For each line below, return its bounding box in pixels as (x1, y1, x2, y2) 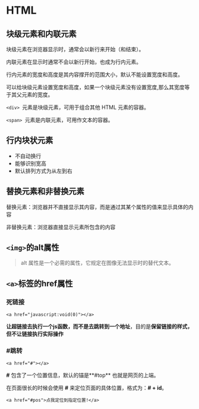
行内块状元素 (6, 135, 53, 146)
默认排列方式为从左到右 (14, 167, 72, 174)
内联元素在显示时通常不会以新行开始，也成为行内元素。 (6, 58, 141, 65)
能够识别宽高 (14, 160, 46, 167)
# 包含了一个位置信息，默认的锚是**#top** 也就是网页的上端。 (6, 371, 159, 379)
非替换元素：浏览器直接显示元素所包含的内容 (6, 223, 116, 230)
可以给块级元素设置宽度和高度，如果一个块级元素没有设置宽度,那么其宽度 (6, 84, 185, 90)
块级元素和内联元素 (6, 29, 77, 39)
